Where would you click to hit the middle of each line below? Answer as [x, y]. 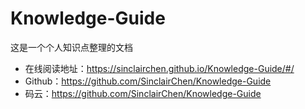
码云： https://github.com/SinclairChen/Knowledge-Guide [143, 93]
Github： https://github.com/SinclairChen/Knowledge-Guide [148, 81]
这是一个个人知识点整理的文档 [71, 47]
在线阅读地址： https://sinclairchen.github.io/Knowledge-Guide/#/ [159, 68]
